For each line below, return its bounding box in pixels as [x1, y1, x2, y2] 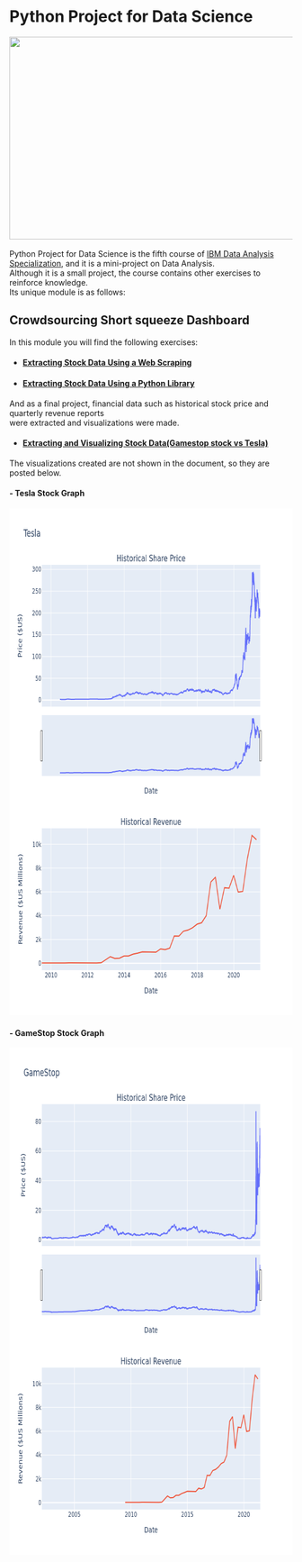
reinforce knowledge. [9, 277, 88, 287]
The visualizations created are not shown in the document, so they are [9, 458, 270, 468]
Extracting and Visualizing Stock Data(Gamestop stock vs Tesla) [22, 438, 269, 449]
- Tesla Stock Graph [9, 488, 85, 499]
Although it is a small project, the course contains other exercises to [9, 268, 262, 278]
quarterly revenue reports [9, 407, 105, 418]
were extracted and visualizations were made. [9, 417, 180, 428]
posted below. [9, 467, 62, 478]
